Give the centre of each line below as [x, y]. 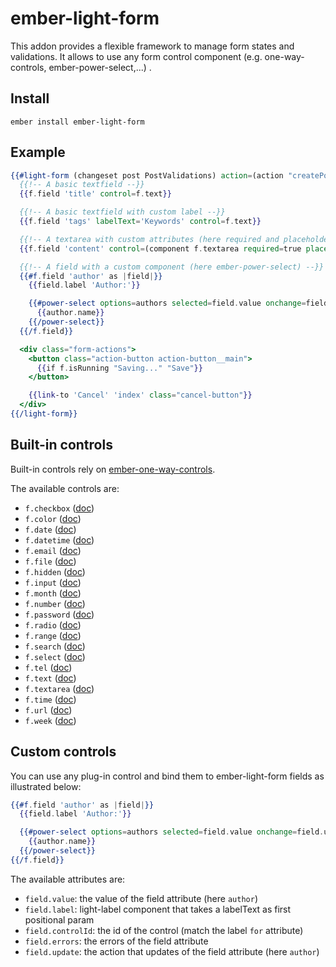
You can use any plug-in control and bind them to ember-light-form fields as [167, 776]
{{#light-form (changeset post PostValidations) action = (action [147, 175]
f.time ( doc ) [50, 699]
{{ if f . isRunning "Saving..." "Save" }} [119, 368]
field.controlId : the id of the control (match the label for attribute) [164, 930]
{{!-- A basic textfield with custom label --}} [122, 212]
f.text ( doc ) [50, 678]
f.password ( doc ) [59, 614]
